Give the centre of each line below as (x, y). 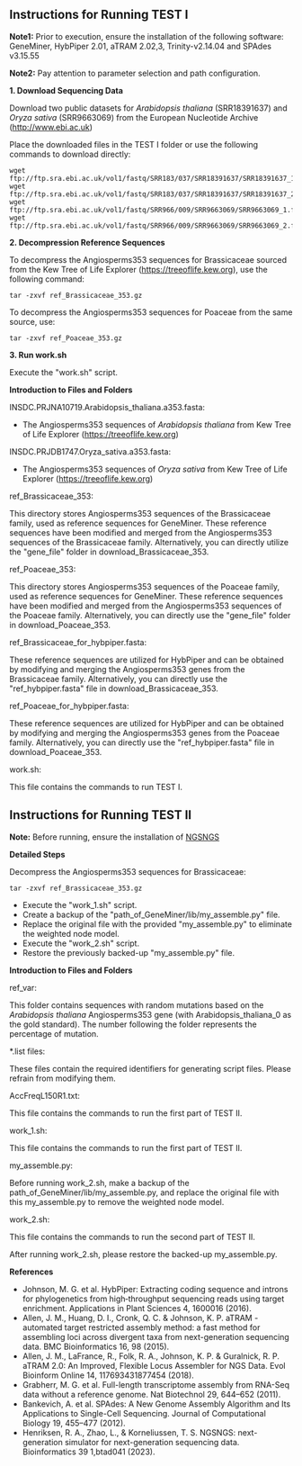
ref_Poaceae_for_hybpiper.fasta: (69, 706)
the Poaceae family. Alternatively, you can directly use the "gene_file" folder (150, 615)
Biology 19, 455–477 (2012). (74, 1423)
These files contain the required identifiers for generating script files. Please (151, 1068)
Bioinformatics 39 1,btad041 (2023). (89, 1452)
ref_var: (23, 987)
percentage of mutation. (54, 1033)
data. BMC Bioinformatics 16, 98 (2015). (96, 1346)
